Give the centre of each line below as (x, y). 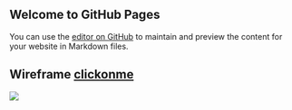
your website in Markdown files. (69, 46)
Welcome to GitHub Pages (85, 15)
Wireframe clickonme (72, 74)
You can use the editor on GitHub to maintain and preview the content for (146, 36)
